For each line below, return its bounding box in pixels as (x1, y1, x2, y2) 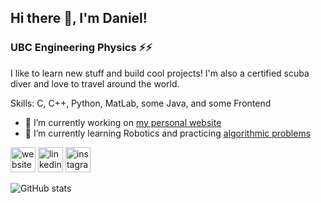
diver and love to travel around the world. (10, 77, 180, 90)
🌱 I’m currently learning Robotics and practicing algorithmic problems (24, 127, 312, 139)
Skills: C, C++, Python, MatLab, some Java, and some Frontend (10, 97, 272, 109)
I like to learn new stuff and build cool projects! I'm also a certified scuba (10, 67, 310, 79)
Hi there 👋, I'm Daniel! (10, 10, 148, 27)
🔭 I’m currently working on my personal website (24, 116, 222, 128)
